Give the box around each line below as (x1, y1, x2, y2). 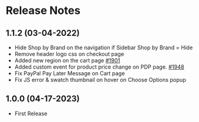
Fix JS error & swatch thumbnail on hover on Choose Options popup (14, 76, 187, 83)
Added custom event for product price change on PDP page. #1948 (14, 63, 184, 70)
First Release (14, 110, 48, 117)
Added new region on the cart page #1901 (14, 57, 120, 64)
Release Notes (5, 4, 81, 18)
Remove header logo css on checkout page (14, 50, 125, 58)
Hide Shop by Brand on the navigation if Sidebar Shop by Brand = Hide (14, 44, 193, 51)
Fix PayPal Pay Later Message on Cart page (14, 70, 125, 76)
